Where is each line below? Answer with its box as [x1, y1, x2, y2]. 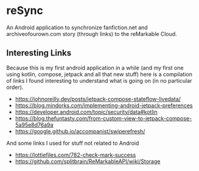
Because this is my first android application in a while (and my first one [6, 64, 184, 71]
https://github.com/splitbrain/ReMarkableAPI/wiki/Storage [15, 158, 161, 165]
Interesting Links [6, 48, 72, 58]
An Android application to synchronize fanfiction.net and [6, 24, 148, 31]
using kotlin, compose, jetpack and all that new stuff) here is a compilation [6, 71, 193, 78]
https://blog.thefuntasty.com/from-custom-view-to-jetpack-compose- [15, 114, 192, 122]
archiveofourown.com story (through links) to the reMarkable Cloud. [6, 30, 178, 37]
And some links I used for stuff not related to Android [6, 139, 139, 147]
